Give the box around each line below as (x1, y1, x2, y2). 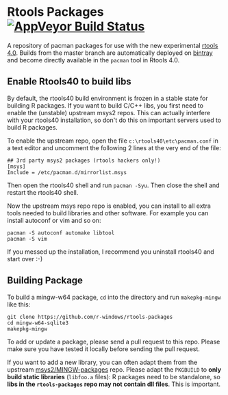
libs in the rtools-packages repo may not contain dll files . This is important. (7, 380, 221, 388)
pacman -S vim (7, 235, 48, 242)
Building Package (7, 275, 84, 287)
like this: (7, 300, 31, 309)
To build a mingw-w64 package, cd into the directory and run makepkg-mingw (7, 293, 221, 301)
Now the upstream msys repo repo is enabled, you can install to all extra (7, 202, 211, 210)
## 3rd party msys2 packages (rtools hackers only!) (7, 157, 161, 164)
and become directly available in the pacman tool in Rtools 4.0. (7, 56, 180, 64)
